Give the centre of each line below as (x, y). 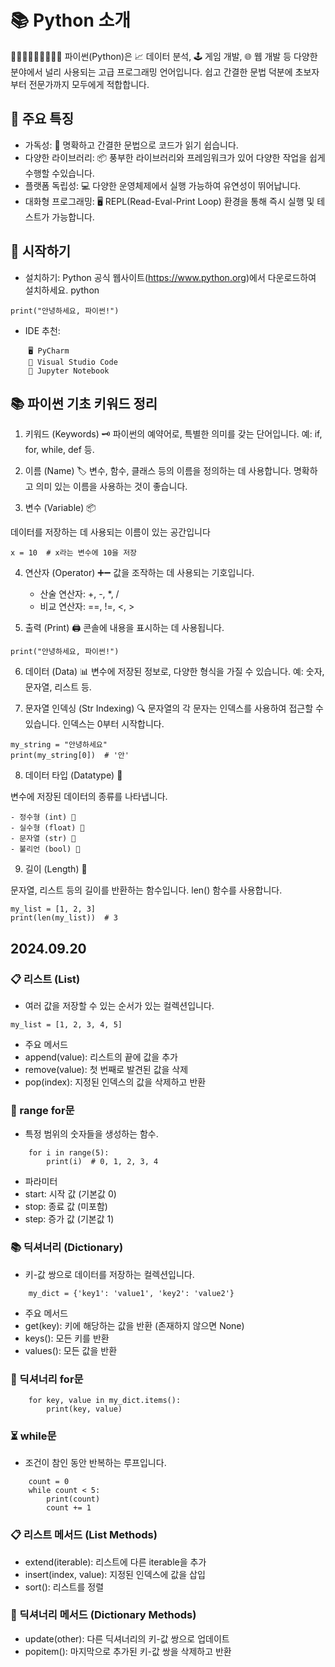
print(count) (73, 1499)
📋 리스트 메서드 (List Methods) (84, 1535)
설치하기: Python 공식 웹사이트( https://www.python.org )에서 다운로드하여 (170, 277)
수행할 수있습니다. (59, 173)
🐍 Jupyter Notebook (69, 371)
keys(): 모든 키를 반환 (67, 1338)
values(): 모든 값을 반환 (71, 1350)
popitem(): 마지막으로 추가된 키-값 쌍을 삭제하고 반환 (128, 1651)
